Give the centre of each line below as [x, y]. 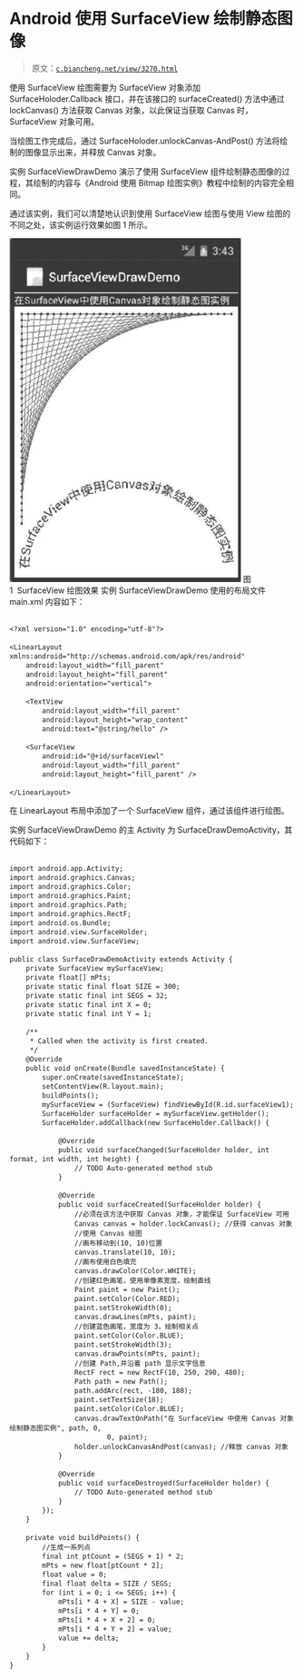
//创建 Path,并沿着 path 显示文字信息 [140, 1363]
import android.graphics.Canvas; [73, 877]
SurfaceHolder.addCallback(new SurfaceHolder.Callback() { [156, 1122]
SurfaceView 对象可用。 [54, 121]
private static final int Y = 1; [89, 1013]
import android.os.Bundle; [60, 923]
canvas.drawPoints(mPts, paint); [137, 1354]
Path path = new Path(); [121, 1381]
